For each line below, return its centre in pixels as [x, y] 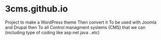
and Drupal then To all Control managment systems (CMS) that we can [75, 27]
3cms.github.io [37, 9]
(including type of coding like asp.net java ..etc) [52, 32]
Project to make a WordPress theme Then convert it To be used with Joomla [81, 22]
